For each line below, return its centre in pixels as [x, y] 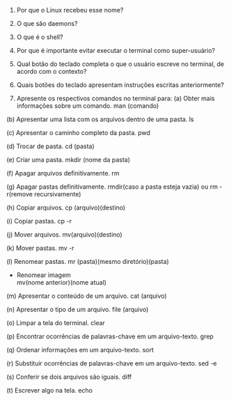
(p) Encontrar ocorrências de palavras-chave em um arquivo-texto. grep [110, 336]
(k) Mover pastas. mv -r [40, 248]
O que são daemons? [47, 23]
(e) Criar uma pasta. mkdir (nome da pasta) [68, 160]
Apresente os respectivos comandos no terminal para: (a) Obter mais [115, 98]
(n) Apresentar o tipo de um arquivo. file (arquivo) [78, 309]
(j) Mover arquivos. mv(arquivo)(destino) [64, 235]
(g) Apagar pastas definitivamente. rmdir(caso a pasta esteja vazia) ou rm [112, 187]
